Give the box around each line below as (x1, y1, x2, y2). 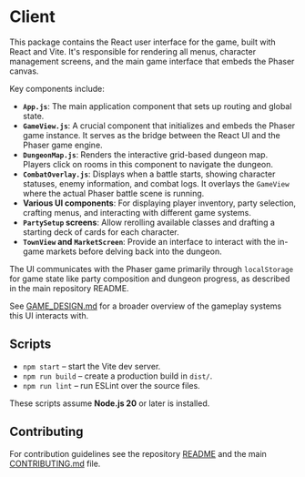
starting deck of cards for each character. (22, 226, 179, 238)
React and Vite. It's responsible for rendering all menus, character (9, 46, 257, 56)
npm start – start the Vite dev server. (22, 360, 161, 371)
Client (9, 6, 56, 27)
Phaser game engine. (22, 139, 103, 150)
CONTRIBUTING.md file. (9, 458, 101, 469)
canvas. (9, 66, 39, 76)
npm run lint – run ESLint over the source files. (22, 380, 200, 391)
